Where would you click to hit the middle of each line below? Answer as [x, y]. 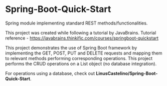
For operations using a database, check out [50, 73]
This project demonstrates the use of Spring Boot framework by [71, 47]
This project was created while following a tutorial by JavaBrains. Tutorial [81, 32]
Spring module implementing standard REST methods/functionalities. [76, 23]
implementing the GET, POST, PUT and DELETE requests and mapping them [84, 53]
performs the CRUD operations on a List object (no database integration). [81, 63]
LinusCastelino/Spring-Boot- [127, 73]
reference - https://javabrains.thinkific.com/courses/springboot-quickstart [82, 38]
